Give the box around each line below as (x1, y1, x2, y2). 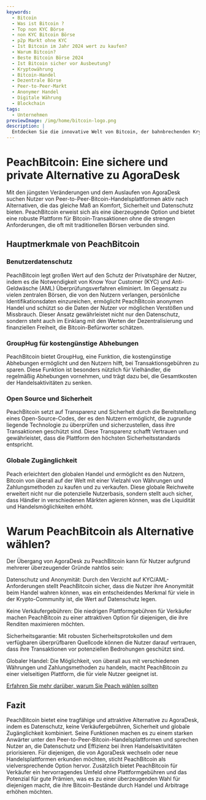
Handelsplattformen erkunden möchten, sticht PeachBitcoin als (6, 756, 166, 763)
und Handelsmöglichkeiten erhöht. (6, 503, 94, 510)
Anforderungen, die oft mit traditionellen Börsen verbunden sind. (6, 221, 170, 228)
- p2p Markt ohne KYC (12, 37, 67, 44)
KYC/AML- (142, 576, 170, 583)
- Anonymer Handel (12, 89, 59, 95)
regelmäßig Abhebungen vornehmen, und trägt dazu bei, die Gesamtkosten (6, 372, 197, 379)
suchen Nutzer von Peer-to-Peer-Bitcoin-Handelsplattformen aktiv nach (6, 195, 188, 203)
